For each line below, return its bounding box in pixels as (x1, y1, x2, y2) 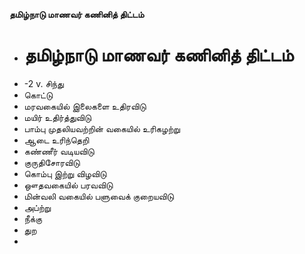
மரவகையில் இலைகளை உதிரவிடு (23, 100, 147, 112)
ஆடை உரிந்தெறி (23, 134, 90, 146)
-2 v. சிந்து (23, 77, 64, 89)
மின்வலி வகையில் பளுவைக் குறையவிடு (23, 190, 175, 202)
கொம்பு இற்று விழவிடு (23, 167, 107, 179)
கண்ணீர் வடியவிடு (23, 145, 95, 157)
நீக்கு (23, 212, 42, 224)
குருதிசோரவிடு (23, 156, 81, 168)
